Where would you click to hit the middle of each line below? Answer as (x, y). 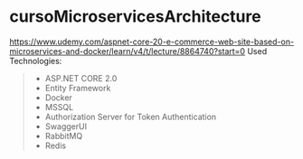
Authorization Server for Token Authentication (131, 117)
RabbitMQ (64, 136)
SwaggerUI (66, 126)
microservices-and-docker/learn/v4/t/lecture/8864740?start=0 (128, 51)
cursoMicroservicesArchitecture (135, 17)
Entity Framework (78, 88)
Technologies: (36, 61)
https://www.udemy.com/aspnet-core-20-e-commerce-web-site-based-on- (152, 42)
